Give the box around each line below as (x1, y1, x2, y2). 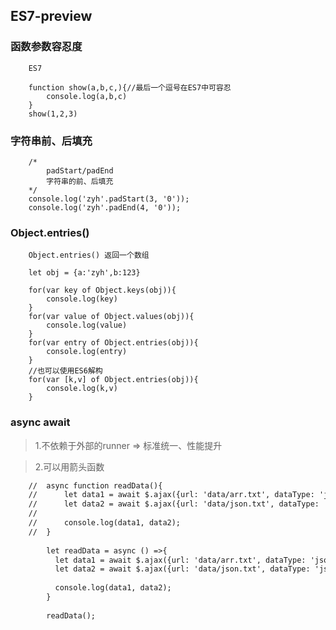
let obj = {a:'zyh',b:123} (28, 268, 141, 278)
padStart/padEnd (46, 165, 114, 176)
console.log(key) (46, 294, 118, 304)
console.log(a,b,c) (46, 91, 128, 101)
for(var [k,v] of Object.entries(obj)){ (28, 375, 199, 385)
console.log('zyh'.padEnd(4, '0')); (28, 202, 182, 213)
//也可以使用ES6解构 (28, 366, 103, 376)
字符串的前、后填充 (46, 176, 114, 186)
